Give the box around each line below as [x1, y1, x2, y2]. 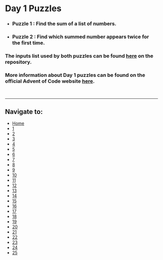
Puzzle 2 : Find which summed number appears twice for [12, 34, 149, 40]
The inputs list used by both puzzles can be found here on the [5, 52, 154, 59]
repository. [5, 58, 32, 65]
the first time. [12, 39, 45, 46]
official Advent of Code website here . [5, 77, 95, 84]
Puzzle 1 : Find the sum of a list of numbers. [12, 20, 116, 27]
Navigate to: [5, 108, 43, 116]
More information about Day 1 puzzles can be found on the [5, 72, 146, 78]
